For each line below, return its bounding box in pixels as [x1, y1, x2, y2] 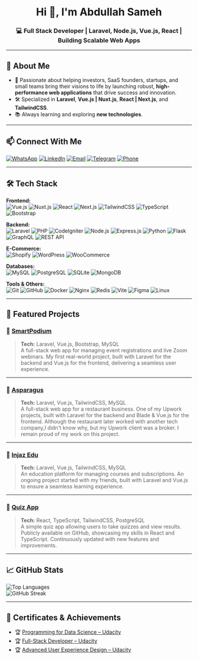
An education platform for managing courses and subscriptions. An [20, 470, 184, 477]
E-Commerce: [6, 245, 41, 252]
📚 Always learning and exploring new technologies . [14, 111, 143, 118]
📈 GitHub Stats [6, 565, 64, 575]
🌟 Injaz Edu [6, 451, 39, 459]
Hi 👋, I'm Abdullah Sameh [36, 5, 162, 19]
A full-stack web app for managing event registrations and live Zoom [20, 346, 187, 353]
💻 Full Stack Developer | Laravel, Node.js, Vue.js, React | [15, 27, 183, 35]
